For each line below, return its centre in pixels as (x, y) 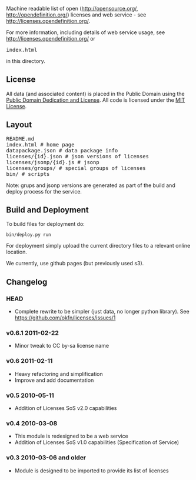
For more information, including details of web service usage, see (86, 32)
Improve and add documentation (54, 380)
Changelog (27, 282)
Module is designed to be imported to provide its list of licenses (92, 471)
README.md (20, 139)
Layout (19, 125)
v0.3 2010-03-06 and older (46, 458)
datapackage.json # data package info (62, 150)
